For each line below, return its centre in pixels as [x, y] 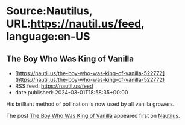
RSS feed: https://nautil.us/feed [54, 86]
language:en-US [48, 37]
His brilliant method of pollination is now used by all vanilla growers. [90, 104]
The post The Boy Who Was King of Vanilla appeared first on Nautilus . [93, 116]
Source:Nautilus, [49, 11]
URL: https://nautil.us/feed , [75, 24]
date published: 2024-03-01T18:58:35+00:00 [71, 92]
